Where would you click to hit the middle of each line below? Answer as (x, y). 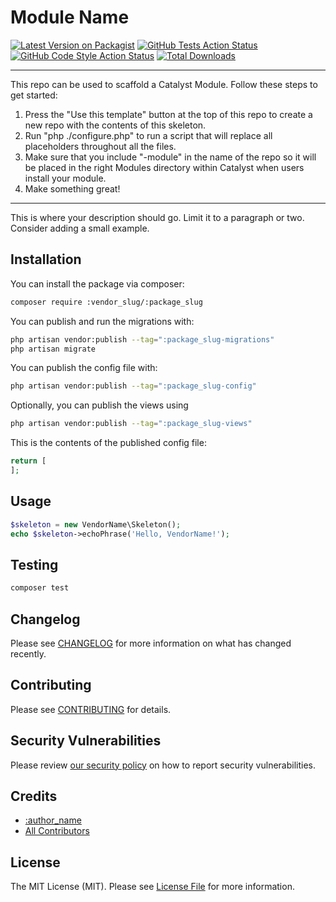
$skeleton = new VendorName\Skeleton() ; (96, 524)
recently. (28, 653)
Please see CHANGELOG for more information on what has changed (151, 643)
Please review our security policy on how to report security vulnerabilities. (163, 765)
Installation (46, 259)
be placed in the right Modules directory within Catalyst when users (164, 167)
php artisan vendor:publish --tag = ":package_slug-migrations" (142, 339)
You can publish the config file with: (84, 368)
